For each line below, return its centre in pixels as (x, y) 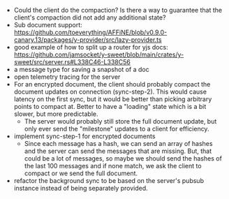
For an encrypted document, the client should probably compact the (112, 84)
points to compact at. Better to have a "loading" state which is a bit (110, 106)
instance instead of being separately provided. (81, 188)
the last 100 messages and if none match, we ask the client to (113, 166)
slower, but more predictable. (56, 114)
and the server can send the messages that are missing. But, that (118, 151)
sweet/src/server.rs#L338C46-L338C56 (72, 62)
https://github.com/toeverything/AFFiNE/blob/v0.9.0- (90, 32)
